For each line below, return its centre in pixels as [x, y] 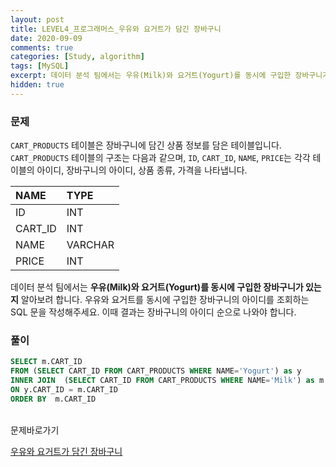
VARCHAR [90, 245]
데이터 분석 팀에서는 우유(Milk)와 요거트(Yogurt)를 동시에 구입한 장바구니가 [157, 287]
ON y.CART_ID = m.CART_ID [64, 389]
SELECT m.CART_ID [46, 362]
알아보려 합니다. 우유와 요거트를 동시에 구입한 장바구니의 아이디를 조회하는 [165, 300]
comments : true [42, 47]
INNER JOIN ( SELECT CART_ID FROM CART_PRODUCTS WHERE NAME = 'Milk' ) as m [167, 381]
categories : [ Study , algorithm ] [77, 57]
